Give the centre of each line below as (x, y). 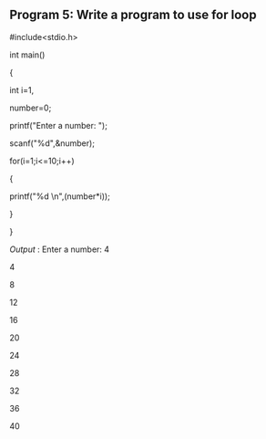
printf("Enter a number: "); (58, 125)
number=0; (31, 108)
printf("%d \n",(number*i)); (60, 196)
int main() (27, 55)
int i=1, (22, 89)
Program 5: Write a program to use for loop (133, 15)
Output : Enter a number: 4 (60, 249)
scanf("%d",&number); (52, 143)
